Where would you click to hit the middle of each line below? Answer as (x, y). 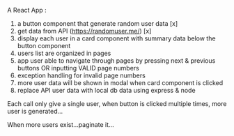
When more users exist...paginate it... (61, 124)
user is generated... (35, 111)
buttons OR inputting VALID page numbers (78, 68)
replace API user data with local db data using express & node (107, 90)
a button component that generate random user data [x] (97, 23)
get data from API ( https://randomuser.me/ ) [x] (84, 31)
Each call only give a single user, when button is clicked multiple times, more (117, 104)
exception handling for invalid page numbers (81, 75)
